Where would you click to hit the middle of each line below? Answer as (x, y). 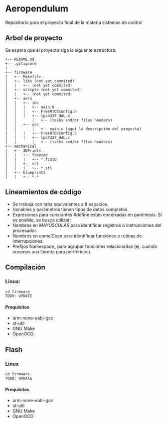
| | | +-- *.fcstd (31, 159)
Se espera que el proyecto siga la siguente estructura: (61, 50)
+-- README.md (20, 59)
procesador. (25, 230)
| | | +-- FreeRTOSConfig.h (41, 111)
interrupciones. (28, 241)
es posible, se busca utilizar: (42, 220)
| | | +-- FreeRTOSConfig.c (41, 133)
